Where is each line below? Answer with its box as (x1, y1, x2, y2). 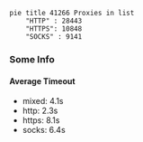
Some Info (9, 52, 56, 65)
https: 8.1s (22, 115, 60, 126)
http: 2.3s (22, 105, 58, 117)
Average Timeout (9, 75, 76, 86)
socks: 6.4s (22, 125, 66, 136)
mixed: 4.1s (22, 96, 64, 107)
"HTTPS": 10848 (25, 24, 83, 33)
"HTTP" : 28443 (25, 16, 83, 25)
